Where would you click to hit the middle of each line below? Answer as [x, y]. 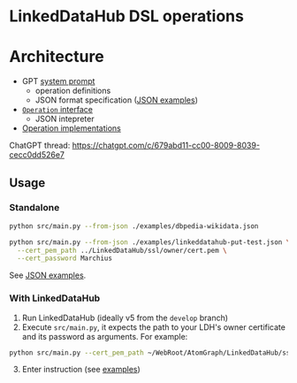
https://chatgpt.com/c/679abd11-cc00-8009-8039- [166, 146]
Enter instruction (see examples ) [81, 370]
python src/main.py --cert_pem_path [76, 352]
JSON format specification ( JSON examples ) [117, 100]
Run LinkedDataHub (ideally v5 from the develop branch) [125, 318]
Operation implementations [71, 128]
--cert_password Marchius [65, 258]
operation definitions [73, 91]
